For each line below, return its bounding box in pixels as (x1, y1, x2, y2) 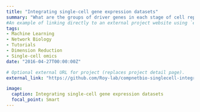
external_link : (6, 75, 44, 81)
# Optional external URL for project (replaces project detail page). (6, 69, 185, 75)
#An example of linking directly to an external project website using (6, 20, 187, 26)
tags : (6, 25, 20, 32)
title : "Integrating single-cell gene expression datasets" (6, 8, 159, 15)
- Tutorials (6, 42, 36, 48)
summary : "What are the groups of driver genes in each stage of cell (6, 14, 185, 20)
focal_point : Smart (11, 97, 60, 103)
